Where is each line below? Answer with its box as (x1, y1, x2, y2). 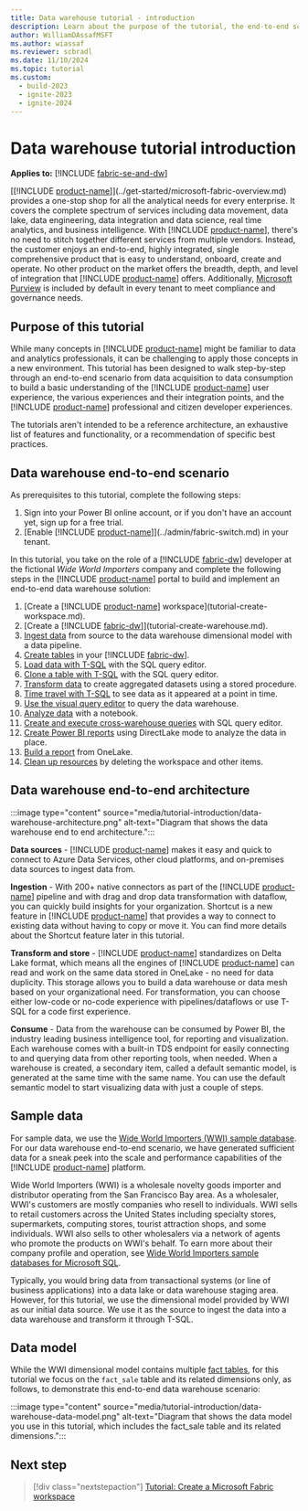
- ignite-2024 (18, 98, 72, 108)
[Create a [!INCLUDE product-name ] (23, 601, 161, 612)
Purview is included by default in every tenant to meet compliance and (10, 282, 276, 293)
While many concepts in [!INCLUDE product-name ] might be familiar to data (10, 344, 296, 355)
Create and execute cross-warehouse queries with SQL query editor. (23, 717, 283, 728)
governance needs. (10, 293, 84, 303)
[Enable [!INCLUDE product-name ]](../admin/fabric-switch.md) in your (23, 527, 289, 537)
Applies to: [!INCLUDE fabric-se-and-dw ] (10, 168, 168, 179)
